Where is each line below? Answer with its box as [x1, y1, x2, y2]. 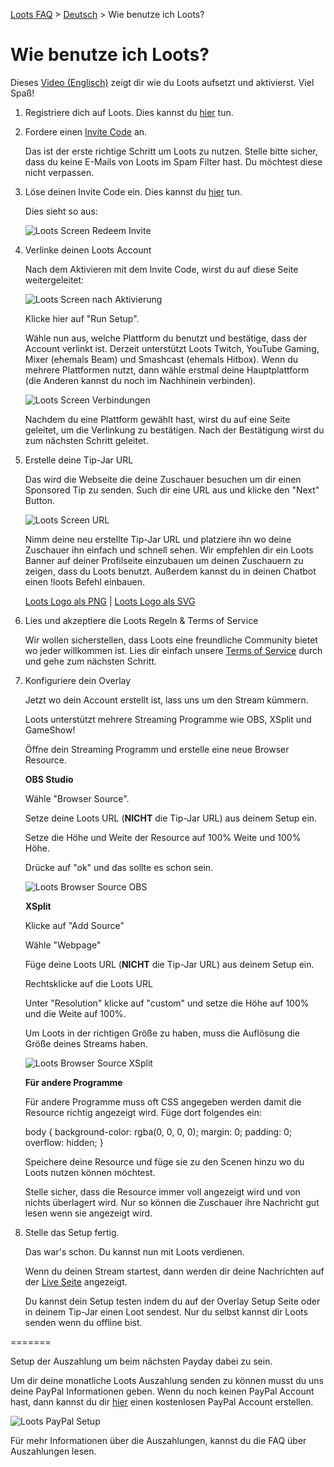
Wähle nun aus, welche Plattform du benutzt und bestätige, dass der [24, 332, 308, 344]
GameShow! [24, 724, 76, 736]
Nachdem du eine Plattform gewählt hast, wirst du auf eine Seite [24, 413, 291, 425]
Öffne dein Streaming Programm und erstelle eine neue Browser [24, 743, 290, 755]
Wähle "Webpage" [24, 939, 102, 951]
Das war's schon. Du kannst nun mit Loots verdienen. [24, 1245, 245, 1258]
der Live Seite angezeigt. [24, 1275, 128, 1288]
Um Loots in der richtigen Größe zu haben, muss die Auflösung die [24, 1027, 300, 1039]
